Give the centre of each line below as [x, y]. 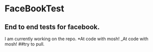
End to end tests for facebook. [52, 27]
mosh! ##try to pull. [25, 44]
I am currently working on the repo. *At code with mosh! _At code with [77, 39]
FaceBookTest [35, 9]
